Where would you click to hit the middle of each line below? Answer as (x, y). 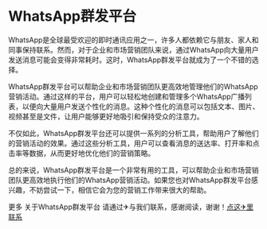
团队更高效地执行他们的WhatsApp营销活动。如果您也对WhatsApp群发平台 (130, 180)
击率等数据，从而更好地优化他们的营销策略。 (82, 153)
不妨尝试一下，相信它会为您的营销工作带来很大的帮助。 (120, 190)
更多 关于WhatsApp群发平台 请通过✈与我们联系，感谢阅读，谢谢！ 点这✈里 (131, 207)
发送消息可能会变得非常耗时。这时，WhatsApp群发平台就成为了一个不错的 (130, 60)
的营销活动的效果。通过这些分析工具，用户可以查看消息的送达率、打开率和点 (134, 143)
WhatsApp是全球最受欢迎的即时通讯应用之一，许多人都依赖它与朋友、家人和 (133, 40)
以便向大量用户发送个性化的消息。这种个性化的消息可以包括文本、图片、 (141, 106)
